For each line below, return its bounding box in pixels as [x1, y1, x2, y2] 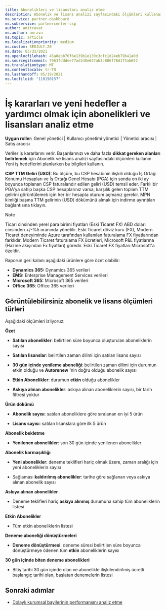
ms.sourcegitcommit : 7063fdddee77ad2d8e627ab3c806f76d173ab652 [5, 58, 138, 63]
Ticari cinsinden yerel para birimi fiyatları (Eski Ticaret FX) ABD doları [5, 221, 146, 227]
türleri [5, 305, 25, 313]
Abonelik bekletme [5, 430, 45, 436]
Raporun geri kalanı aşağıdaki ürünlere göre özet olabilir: [5, 257, 120, 263]
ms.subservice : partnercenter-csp [5, 21, 77, 26]
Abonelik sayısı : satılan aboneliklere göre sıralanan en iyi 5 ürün [12, 410, 143, 417]
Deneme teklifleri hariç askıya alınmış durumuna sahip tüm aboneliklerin [12, 498, 160, 504]
